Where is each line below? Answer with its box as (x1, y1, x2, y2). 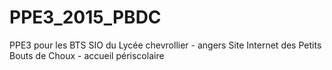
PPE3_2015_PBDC (9, 6, 162, 29)
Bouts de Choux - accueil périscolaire (9, 49, 165, 61)
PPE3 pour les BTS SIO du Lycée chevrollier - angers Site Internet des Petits (9, 39, 322, 51)
